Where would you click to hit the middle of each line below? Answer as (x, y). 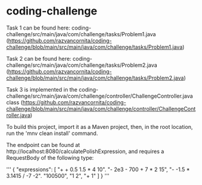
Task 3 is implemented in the (42, 89)
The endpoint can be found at (43, 145)
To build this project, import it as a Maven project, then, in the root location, (99, 127)
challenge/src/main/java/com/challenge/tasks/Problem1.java (81, 34)
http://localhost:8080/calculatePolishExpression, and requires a (85, 151)
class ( (14, 102)
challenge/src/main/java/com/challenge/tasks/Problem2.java (82, 65)
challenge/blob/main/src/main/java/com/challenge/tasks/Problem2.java (95, 78)
